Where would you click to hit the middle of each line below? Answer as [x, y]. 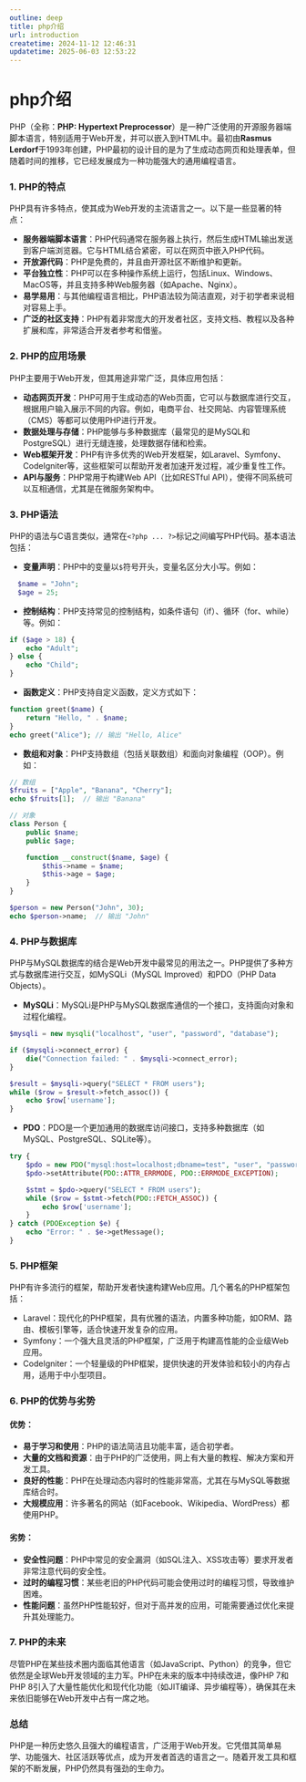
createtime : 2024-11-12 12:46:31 [73, 43]
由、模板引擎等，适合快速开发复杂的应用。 [102, 1330]
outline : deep [36, 18]
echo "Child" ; [52, 665]
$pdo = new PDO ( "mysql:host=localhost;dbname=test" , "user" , [144, 1165]
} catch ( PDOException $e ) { [65, 1224]
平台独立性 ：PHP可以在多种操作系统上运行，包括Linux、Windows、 [150, 274]
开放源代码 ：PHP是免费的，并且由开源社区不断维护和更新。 [135, 262]
